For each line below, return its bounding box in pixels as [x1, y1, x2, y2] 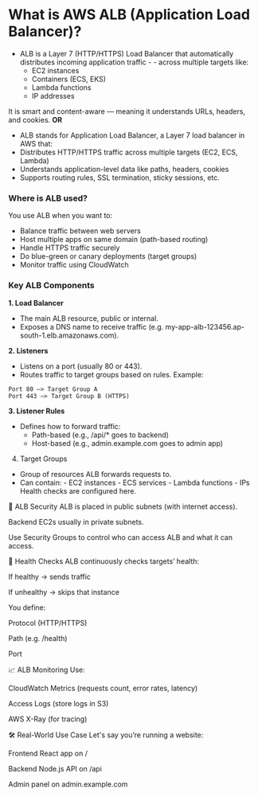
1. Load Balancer [8, 298, 64, 307]
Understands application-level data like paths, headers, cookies [19, 164, 229, 174]
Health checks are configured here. [19, 486, 137, 495]
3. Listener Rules [8, 406, 65, 416]
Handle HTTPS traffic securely [19, 243, 120, 252]
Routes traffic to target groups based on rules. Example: [19, 369, 204, 379]
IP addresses [31, 91, 75, 100]
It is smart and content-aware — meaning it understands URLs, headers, [8, 106, 245, 116]
